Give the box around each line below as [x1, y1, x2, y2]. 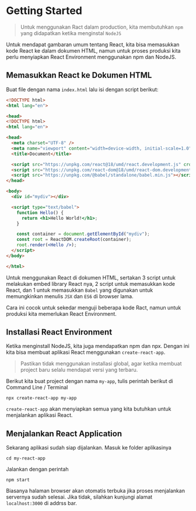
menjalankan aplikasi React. [6, 412, 73, 419]
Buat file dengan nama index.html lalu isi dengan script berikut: [6, 86, 159, 93]
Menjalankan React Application [6, 429, 123, 439]
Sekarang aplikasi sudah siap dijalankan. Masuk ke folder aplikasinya [6, 444, 172, 451]
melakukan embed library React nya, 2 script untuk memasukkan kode [6, 280, 175, 287]
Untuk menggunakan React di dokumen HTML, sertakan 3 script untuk [6, 274, 176, 281]
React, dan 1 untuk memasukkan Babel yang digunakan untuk [6, 286, 153, 294]
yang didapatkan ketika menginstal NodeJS [20, 29, 121, 36]
